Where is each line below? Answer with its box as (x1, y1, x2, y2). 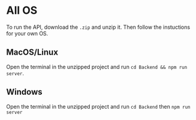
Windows (6, 87, 43, 97)
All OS (6, 4, 38, 17)
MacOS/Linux (6, 47, 59, 58)
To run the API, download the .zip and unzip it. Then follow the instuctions (6, 23, 191, 31)
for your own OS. (6, 29, 49, 37)
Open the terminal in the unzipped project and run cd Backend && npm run (6, 63, 188, 70)
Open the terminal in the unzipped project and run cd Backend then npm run (6, 103, 191, 110)
